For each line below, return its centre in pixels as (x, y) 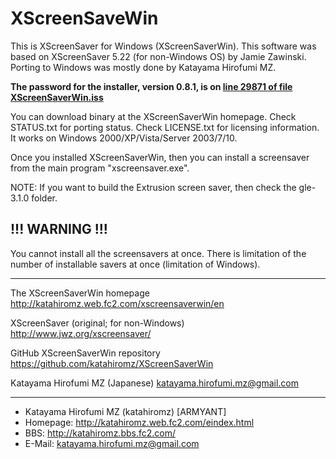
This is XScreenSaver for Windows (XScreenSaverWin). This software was (163, 46)
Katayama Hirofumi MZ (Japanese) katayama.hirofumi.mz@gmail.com (154, 383)
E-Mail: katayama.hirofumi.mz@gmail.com (112, 443)
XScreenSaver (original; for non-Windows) (97, 323)
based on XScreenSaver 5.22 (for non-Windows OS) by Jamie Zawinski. (158, 56)
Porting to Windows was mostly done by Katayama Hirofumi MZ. (143, 67)
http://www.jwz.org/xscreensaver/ (81, 333)
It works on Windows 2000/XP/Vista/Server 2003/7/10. (124, 138)
